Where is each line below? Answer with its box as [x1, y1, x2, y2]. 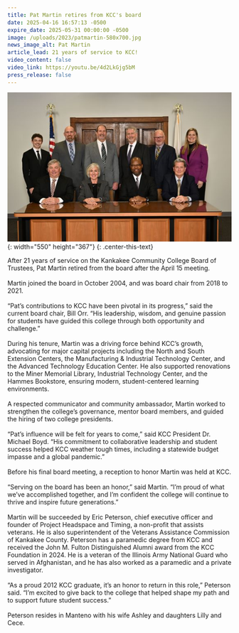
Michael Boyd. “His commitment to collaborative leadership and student [7, 437, 218, 445]
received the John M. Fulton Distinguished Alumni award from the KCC [7, 543, 215, 551]
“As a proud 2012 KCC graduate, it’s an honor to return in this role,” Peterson [7, 580, 231, 589]
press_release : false [7, 71, 72, 78]
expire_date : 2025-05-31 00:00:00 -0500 [7, 26, 129, 33]
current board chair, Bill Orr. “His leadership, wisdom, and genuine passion [7, 309, 226, 318]
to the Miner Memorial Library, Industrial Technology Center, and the [7, 369, 208, 378]
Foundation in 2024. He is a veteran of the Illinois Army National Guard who [7, 551, 228, 559]
